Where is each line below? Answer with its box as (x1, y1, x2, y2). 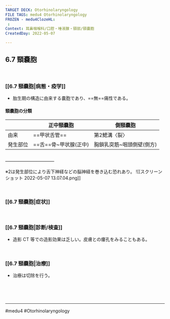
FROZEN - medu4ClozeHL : (5, 17, 56, 22)
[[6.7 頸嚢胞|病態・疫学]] (5, 83, 66, 90)
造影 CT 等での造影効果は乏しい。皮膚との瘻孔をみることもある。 (12, 236, 150, 243)
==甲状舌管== (33, 132, 67, 139)
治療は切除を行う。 (12, 272, 53, 278)
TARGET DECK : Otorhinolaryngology (5, 7, 78, 13)
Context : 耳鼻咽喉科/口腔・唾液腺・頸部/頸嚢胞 (5, 26, 95, 31)
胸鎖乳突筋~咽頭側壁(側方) (94, 141, 157, 148)
